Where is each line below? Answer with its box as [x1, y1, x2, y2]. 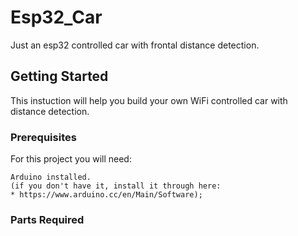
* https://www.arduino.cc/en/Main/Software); [10, 190, 203, 200]
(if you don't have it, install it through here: [10, 181, 222, 191]
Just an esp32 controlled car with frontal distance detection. [10, 39, 260, 51]
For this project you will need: [10, 153, 132, 165]
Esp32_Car [10, 6, 103, 29]
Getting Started [10, 68, 109, 85]
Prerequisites [10, 130, 77, 144]
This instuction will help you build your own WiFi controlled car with [10, 94, 288, 106]
